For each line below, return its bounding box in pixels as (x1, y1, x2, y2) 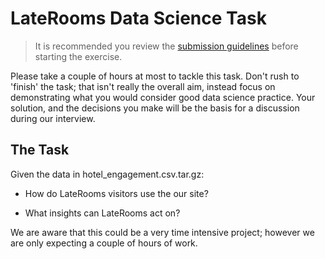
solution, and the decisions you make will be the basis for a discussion (10, 102, 300, 114)
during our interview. (10, 112, 96, 124)
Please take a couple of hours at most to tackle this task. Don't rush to (10, 70, 300, 82)
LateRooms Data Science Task (10, 7, 267, 30)
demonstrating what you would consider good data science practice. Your (10, 91, 316, 103)
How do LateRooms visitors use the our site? (24, 187, 209, 199)
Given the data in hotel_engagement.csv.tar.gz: (10, 168, 205, 180)
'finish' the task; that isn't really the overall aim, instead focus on (10, 80, 276, 92)
